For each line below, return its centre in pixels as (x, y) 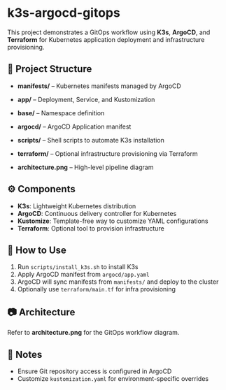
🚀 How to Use (37, 250)
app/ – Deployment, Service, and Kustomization (86, 99)
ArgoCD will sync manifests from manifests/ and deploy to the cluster (118, 282)
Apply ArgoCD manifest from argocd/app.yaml (83, 275)
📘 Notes (25, 354)
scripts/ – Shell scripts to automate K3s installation (91, 140)
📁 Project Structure (50, 69)
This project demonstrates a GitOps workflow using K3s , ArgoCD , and (109, 32)
